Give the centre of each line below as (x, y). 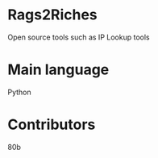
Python (19, 92)
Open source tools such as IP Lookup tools (79, 37)
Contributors (52, 125)
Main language (58, 70)
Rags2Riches (52, 15)
